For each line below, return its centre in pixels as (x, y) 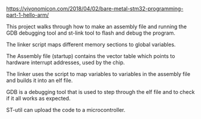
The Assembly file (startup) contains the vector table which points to (91, 56)
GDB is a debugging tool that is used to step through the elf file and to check (100, 92)
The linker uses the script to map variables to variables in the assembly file (98, 74)
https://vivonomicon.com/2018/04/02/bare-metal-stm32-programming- (95, 9)
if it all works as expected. (38, 98)
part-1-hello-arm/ (28, 15)
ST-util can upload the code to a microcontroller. (66, 110)
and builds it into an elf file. (39, 80)
